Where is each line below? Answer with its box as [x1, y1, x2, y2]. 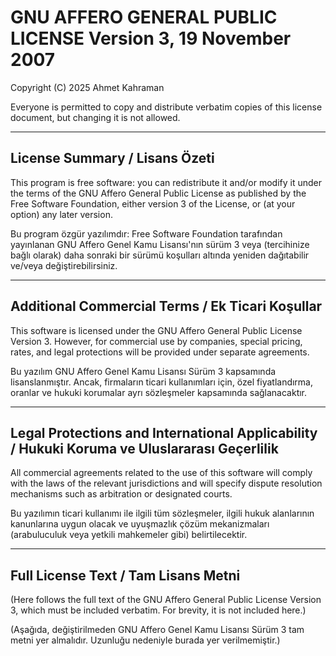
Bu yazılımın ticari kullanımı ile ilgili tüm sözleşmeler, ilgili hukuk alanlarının [10, 507, 315, 520]
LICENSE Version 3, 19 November [10, 27, 292, 50]
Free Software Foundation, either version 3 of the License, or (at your [10, 197, 296, 210]
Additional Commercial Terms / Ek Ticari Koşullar [10, 298, 323, 315]
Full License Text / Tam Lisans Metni [10, 567, 241, 584]
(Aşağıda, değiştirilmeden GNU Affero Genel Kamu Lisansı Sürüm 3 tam [10, 624, 305, 636]
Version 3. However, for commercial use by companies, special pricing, [10, 335, 303, 347]
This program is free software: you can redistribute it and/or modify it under [10, 176, 322, 188]
